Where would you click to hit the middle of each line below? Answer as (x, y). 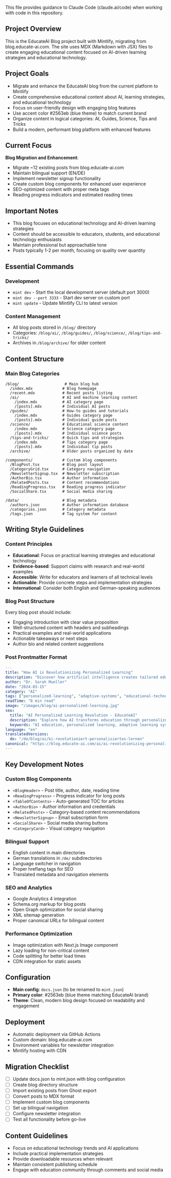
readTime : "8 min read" (31, 701)
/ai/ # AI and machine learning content (74, 397)
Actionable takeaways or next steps (50, 638)
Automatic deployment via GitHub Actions (56, 1034)
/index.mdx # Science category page (65, 429)
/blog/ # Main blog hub (52, 384)
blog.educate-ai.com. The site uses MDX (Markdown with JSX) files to (79, 47)
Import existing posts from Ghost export (54, 1091)
